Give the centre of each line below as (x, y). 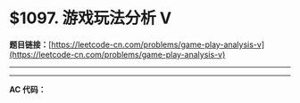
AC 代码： (28, 89)
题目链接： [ (30, 44)
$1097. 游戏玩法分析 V (91, 18)
